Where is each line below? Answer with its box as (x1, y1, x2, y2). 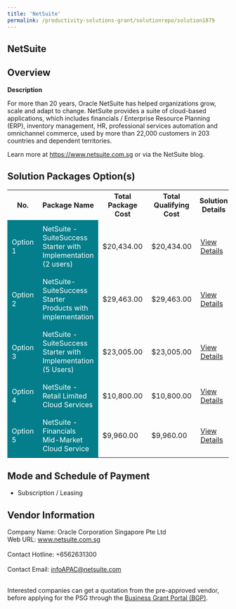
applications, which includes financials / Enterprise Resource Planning (7, 114, 211, 122)
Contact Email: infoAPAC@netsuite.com (7, 565, 122, 574)
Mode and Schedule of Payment (7, 470, 150, 482)
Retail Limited (42, 391, 87, 401)
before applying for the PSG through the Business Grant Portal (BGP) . (7, 594, 209, 602)
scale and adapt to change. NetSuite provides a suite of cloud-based (7, 106, 207, 115)
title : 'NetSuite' (7, 10, 61, 18)
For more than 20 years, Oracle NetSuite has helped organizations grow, (7, 99, 216, 108)
